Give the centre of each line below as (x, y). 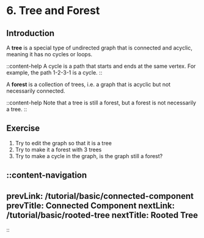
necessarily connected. (36, 91)
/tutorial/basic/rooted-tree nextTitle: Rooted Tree (102, 215)
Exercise (23, 128)
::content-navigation (47, 175)
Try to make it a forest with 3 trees (58, 150)
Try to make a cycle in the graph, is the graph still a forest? (89, 156)
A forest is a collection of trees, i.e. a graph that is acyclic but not (89, 84)
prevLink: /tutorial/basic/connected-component (100, 196)
